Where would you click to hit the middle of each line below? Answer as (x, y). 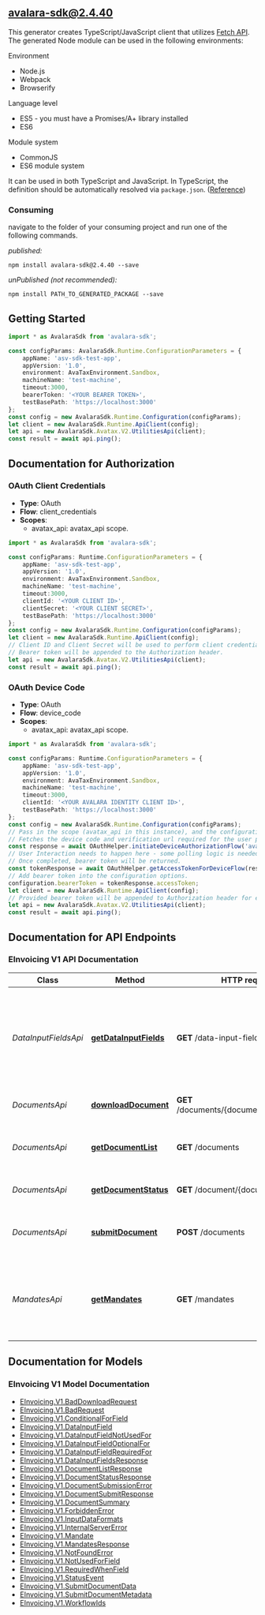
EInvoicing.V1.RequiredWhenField (74, 1569)
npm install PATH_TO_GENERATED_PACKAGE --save (86, 294)
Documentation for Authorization (91, 464)
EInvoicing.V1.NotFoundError (66, 1552)
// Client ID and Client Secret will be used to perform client (116, 645)
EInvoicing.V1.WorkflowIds (63, 1602)
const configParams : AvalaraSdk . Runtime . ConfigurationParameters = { (125, 350)
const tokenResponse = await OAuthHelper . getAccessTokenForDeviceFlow (127, 869)
